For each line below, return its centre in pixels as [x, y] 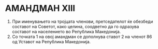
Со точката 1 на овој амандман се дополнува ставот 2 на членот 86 [82, 37]
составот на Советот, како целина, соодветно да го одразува [75, 26]
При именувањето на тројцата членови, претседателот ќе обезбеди [82, 21]
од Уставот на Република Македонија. [51, 41]
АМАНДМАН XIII [40, 8]
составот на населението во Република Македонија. [66, 31]
